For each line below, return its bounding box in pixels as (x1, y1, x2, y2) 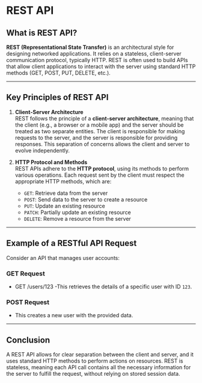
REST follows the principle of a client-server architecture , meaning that (14, 115, 194, 122)
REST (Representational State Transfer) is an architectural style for (6, 43, 174, 51)
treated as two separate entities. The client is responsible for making (14, 127, 185, 135)
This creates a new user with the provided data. (14, 312, 133, 319)
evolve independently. (14, 147, 70, 154)
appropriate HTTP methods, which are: (14, 177, 112, 185)
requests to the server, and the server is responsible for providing (14, 134, 178, 141)
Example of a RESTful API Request (6, 238, 137, 248)
